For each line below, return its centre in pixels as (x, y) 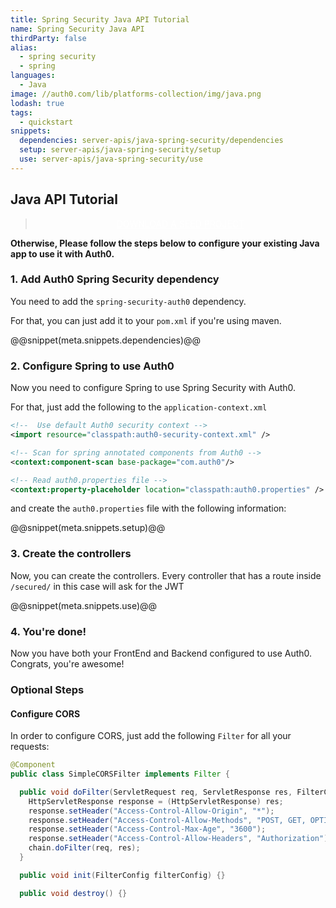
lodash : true (37, 103)
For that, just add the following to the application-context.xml (139, 407)
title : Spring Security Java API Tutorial (100, 19)
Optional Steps (47, 689)
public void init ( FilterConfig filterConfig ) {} (122, 875)
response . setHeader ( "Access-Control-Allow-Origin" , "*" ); (151, 811)
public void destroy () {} (73, 893)
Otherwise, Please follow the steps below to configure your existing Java (165, 243)
